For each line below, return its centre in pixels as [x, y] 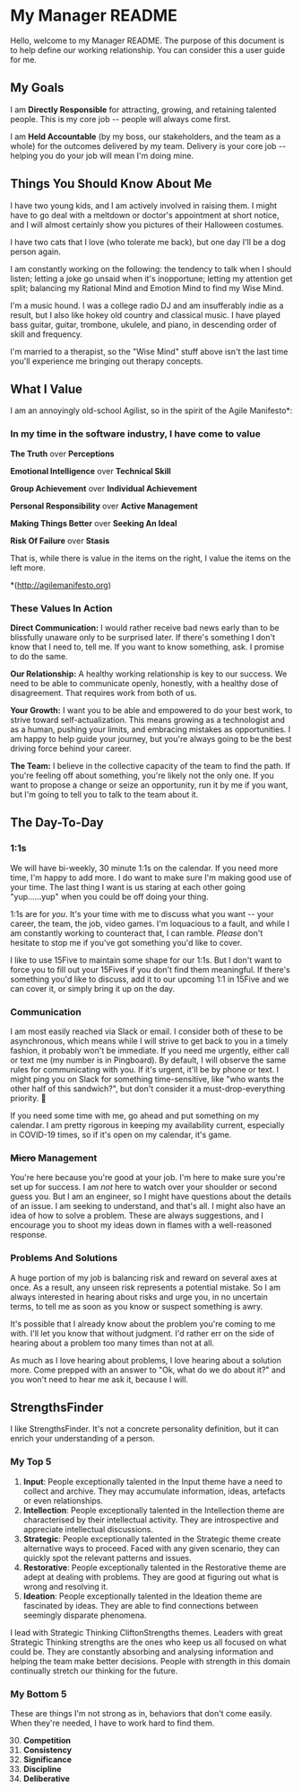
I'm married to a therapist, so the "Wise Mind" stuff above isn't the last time [149, 351]
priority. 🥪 [28, 1098]
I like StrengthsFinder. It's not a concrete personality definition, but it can [144, 1429]
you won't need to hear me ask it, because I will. [99, 1379]
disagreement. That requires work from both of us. [104, 693]
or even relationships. [63, 1500]
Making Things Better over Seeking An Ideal [94, 523]
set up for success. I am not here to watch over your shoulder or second [143, 1187]
